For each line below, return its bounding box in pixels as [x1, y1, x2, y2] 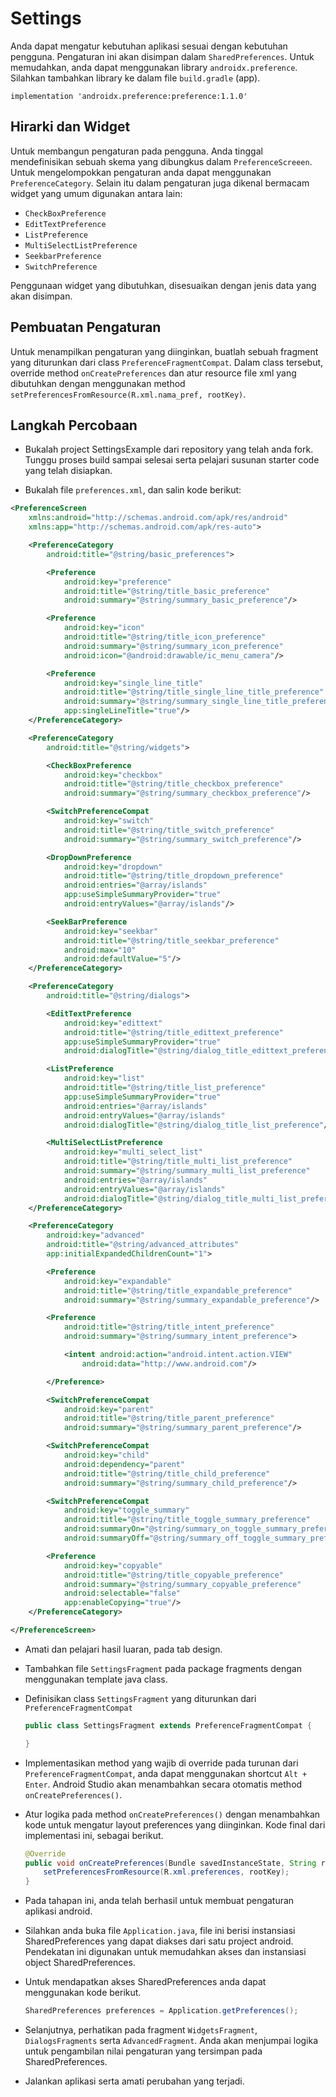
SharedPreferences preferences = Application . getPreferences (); [24, 2006, 299, 2016]
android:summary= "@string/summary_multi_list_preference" [63, 1166, 311, 1176]
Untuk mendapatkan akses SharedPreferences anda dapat [24, 1976, 267, 1988]
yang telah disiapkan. [24, 465, 113, 477]
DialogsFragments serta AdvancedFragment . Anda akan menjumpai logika [24, 2035, 319, 2046]
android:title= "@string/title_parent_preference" [63, 1413, 275, 1424]
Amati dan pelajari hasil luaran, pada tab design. [24, 1643, 223, 1655]
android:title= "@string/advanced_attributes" [46, 1240, 240, 1250]
